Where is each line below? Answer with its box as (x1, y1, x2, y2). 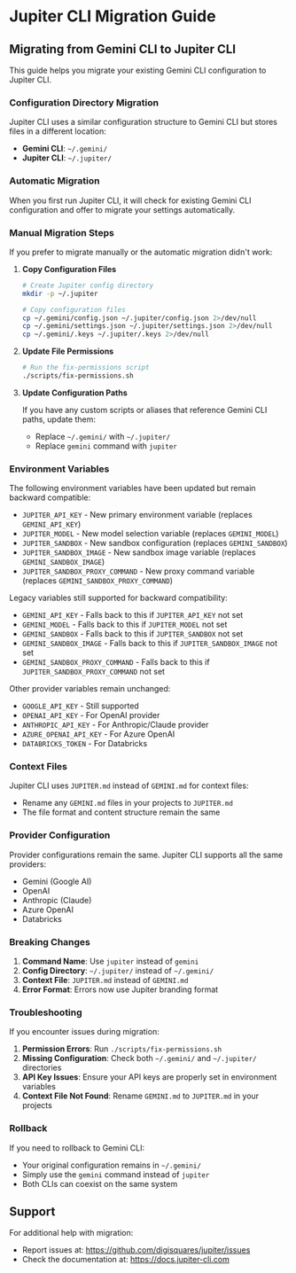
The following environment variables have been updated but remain (9, 483, 256, 494)
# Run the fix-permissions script (21, 363, 150, 372)
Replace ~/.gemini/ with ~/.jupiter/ (35, 431, 171, 441)
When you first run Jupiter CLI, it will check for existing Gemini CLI (9, 195, 252, 206)
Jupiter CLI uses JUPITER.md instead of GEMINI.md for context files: (9, 780, 249, 791)
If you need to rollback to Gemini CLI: (9, 1142, 144, 1153)
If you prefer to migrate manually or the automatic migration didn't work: (9, 246, 273, 257)
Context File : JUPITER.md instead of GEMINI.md (21, 975, 189, 986)
